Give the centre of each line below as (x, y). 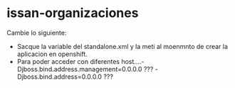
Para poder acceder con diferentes (68, 61)
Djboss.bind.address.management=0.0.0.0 (79, 69)
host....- (133, 61)
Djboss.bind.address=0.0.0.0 (59, 77)
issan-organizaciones (73, 13)
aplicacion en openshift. (52, 54)
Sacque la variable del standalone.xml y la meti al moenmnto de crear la (122, 46)
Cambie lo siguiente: (37, 33)
